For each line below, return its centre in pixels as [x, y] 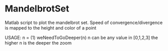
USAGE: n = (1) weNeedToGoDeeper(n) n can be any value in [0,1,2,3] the [81, 37]
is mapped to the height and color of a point [51, 27]
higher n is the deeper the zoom [38, 42]
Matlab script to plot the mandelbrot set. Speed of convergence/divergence [84, 22]
